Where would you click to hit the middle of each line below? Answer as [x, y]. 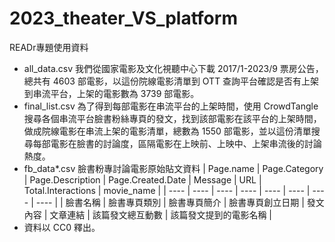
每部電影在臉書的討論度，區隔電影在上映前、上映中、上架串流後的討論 [177, 143]
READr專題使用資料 [49, 47]
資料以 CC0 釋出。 [62, 227]
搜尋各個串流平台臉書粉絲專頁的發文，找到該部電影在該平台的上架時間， [172, 118]
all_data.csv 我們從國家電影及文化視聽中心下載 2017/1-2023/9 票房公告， [173, 68]
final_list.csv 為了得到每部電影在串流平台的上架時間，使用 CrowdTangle [171, 106]
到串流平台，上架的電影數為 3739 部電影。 [111, 93]
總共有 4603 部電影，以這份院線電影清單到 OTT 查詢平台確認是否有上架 [171, 81]
